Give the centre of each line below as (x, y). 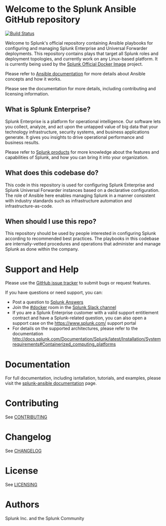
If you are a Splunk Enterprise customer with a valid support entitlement (85, 313)
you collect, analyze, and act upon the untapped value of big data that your (82, 126)
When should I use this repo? (51, 221)
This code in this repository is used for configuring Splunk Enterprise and (80, 185)
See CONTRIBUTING (26, 417)
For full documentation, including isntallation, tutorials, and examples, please (83, 378)
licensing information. (27, 94)
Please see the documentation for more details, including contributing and (81, 88)
